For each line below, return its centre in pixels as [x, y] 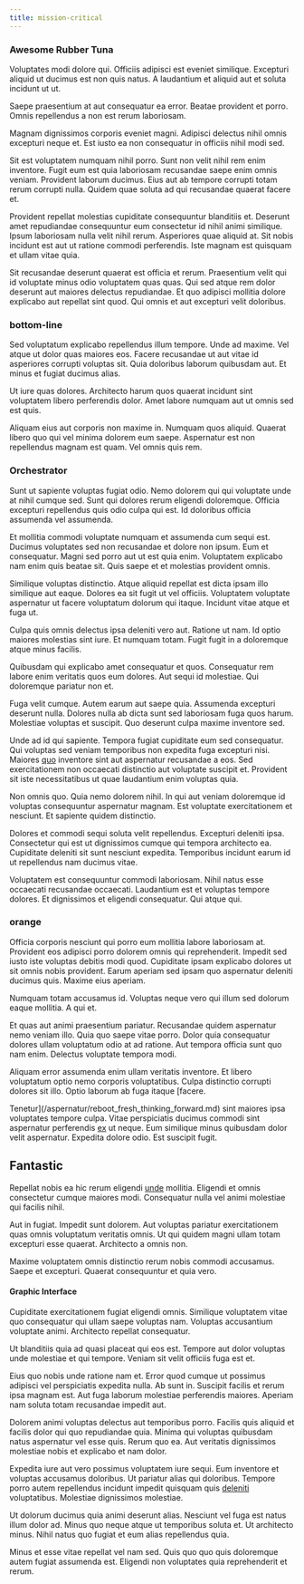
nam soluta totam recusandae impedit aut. [88, 1405]
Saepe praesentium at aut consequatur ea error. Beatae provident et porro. [149, 106]
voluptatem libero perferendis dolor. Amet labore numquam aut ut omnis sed [152, 401]
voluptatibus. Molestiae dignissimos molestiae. [96, 1497]
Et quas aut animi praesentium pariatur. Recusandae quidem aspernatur [143, 1025]
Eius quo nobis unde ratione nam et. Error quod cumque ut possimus [138, 1376]
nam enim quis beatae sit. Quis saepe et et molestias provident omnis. [140, 565]
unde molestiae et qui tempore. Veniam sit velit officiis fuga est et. [133, 1358]
